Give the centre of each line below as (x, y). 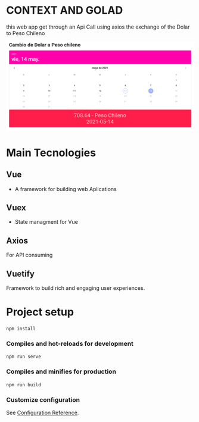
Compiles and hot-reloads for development (70, 343)
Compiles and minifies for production (61, 371)
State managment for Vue (46, 222)
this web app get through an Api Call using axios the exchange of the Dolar (98, 27)
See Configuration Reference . (43, 412)
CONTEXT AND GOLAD (65, 10)
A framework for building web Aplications (66, 189)
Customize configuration (43, 399)
